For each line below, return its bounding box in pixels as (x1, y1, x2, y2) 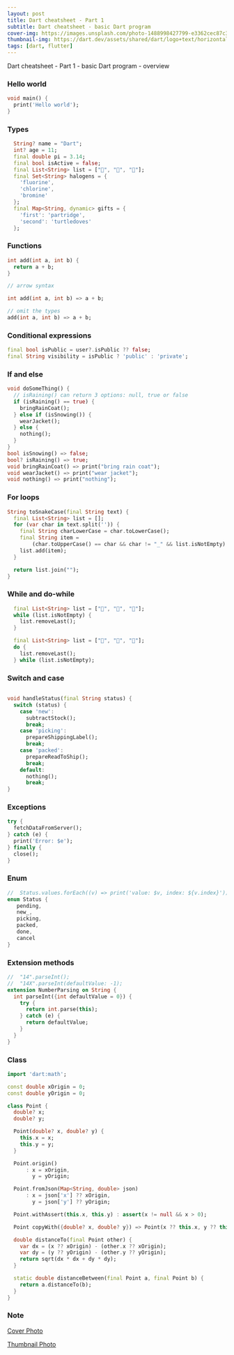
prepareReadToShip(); (25, 753, 89, 760)
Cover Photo (7, 1326, 43, 1335)
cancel (16, 934, 36, 941)
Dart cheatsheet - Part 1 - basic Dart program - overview (7, 62, 170, 70)
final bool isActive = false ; (13, 160, 101, 167)
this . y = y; (19, 1141, 54, 1148)
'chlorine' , (19, 186, 54, 192)
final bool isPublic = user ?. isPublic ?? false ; (7, 347, 151, 354)
